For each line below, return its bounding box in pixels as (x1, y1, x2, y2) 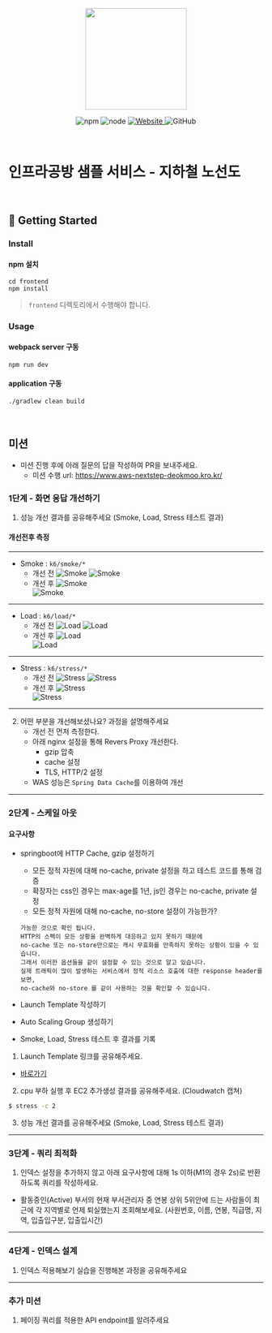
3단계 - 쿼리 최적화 (8, 1148, 78, 1159)
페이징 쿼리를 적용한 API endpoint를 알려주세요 (19, 1315, 170, 1325)
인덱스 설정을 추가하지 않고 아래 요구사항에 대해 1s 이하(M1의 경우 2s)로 (19, 1167, 246, 1177)
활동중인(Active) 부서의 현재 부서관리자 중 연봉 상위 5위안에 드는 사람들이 (19, 1195, 252, 1205)
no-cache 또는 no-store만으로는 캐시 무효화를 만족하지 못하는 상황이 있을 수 (19, 942, 250, 950)
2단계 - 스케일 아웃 (8, 808, 77, 819)
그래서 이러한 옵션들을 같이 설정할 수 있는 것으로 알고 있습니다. (19, 959, 206, 967)
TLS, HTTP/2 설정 (44, 767, 103, 777)
